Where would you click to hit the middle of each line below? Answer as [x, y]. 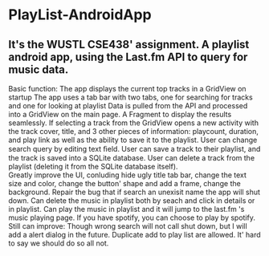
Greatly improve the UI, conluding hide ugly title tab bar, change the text [128, 175]
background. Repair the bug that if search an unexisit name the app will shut [134, 192]
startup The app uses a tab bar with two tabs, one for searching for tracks [130, 97]
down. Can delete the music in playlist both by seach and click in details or [132, 201]
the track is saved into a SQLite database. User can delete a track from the [132, 158]
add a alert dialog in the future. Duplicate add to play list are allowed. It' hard [134, 235]
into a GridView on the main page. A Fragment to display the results [120, 114]
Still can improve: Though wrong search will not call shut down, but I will [128, 226]
